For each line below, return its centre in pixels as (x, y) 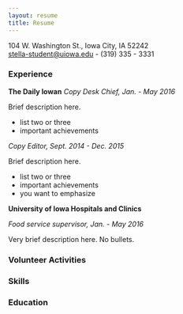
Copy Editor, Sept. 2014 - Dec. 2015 (66, 146)
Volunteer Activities (47, 259)
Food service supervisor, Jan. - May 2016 (76, 224)
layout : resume (33, 15)
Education (28, 302)
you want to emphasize (58, 193)
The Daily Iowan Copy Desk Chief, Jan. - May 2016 (92, 91)
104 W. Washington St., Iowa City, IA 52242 (78, 45)
